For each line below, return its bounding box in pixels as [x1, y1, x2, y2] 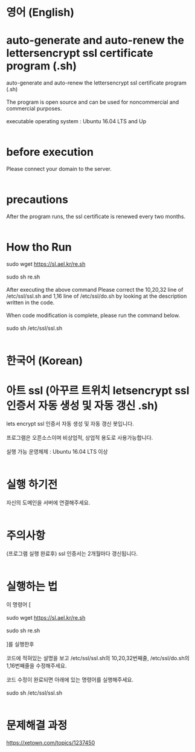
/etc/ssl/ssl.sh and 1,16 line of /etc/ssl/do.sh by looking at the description [6, 292, 187, 300]
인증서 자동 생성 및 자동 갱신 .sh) [6, 399, 158, 413]
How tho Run [6, 240, 72, 254]
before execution [6, 146, 94, 159]
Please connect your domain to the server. [6, 166, 112, 173]
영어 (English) [6, 5, 74, 19]
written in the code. [6, 298, 55, 306]
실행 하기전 [6, 478, 58, 492]
